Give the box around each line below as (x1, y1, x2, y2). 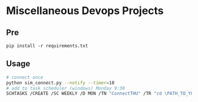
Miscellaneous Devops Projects (6, 4, 164, 18)
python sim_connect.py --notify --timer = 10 (6, 80, 115, 86)
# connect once (6, 74, 44, 80)
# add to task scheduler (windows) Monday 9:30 (6, 85, 126, 91)
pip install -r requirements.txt (6, 43, 88, 49)
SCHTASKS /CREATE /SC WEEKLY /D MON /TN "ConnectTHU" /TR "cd (6, 91, 162, 97)
